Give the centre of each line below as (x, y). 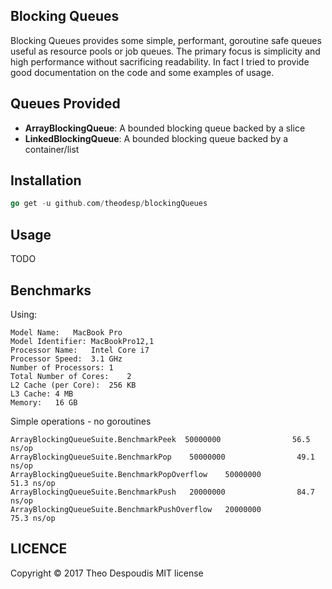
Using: (24, 314)
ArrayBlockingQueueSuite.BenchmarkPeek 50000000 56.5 (160, 439)
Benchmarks (51, 290)
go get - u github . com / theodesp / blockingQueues (109, 204)
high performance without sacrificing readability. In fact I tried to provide (160, 61)
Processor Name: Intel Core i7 (80, 350)
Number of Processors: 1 (62, 367)
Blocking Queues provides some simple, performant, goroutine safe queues (166, 40)
